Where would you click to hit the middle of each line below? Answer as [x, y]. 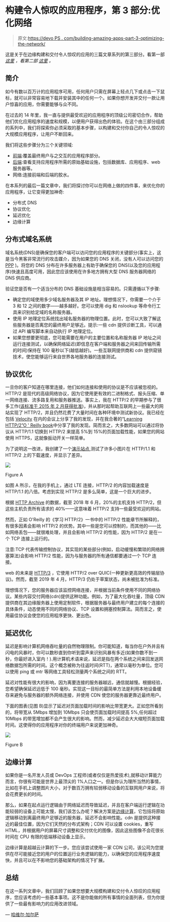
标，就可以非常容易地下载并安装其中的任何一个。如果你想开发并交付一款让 [83, 98]
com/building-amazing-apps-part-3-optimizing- [114, 38]
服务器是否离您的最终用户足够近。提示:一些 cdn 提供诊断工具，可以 [87, 325]
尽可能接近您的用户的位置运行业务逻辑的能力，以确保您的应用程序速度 [87, 854]
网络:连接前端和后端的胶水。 [42, 174]
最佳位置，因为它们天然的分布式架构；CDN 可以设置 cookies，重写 [84, 824]
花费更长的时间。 [27, 794]
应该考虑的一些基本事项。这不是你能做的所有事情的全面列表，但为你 [89, 897]
